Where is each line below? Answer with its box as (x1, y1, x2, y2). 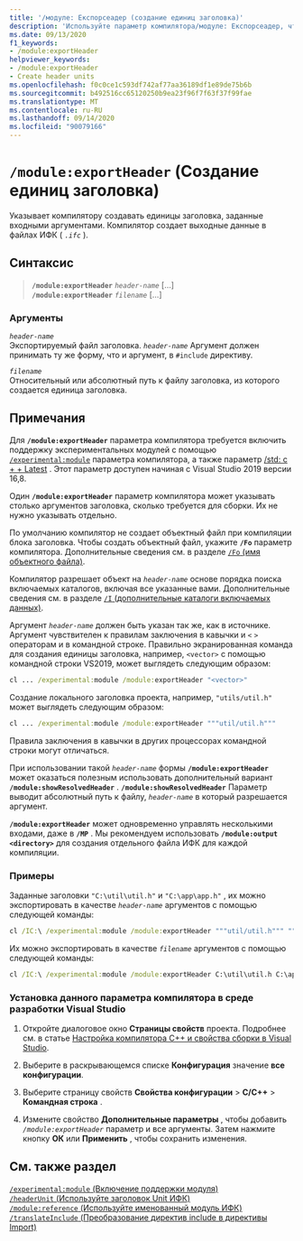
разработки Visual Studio (9, 1003, 126, 1015)
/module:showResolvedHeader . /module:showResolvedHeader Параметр (9, 782, 268, 792)
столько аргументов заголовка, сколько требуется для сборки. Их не (9, 500, 278, 511)
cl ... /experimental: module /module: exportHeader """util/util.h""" (9, 718, 277, 727)
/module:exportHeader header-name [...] (31, 279, 174, 290)
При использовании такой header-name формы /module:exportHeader (9, 762, 269, 773)
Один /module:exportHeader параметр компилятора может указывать (9, 490, 276, 501)
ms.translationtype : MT (9, 97, 99, 107)
